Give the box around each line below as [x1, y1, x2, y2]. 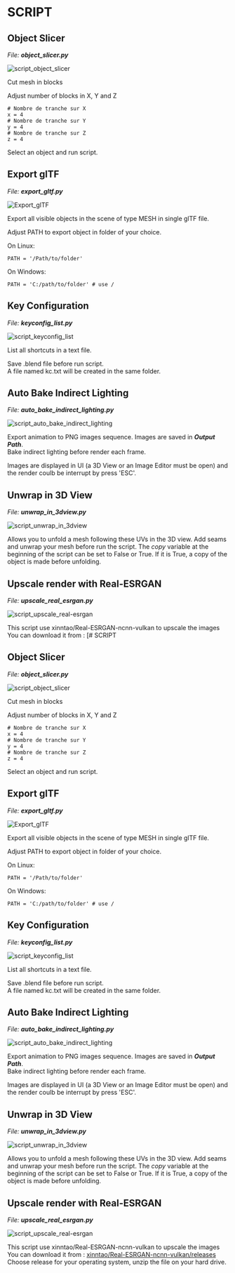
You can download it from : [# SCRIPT [7, 631, 117, 639]
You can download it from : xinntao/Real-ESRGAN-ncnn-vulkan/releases [7, 1250, 216, 1258]
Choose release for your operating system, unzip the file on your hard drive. [7, 1258, 227, 1266]
